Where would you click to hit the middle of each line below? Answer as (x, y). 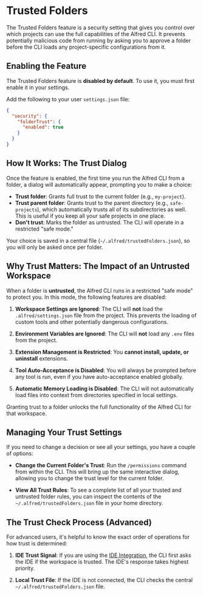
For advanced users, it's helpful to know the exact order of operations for (98, 537)
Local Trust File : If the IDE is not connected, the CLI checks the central (104, 580)
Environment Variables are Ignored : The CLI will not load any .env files (105, 334)
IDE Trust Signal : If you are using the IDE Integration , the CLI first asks (103, 555)
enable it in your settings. (38, 87)
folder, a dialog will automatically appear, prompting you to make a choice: (99, 184)
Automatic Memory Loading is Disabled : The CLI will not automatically (104, 389)
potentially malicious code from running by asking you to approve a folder (99, 40)
